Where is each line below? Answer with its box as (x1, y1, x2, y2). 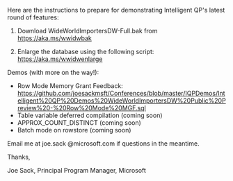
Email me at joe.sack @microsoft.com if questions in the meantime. (7, 139, 200, 148)
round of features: (7, 13, 59, 21)
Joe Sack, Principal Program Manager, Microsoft (7, 166, 146, 174)
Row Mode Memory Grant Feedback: (17, 82, 123, 89)
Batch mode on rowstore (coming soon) (17, 126, 131, 134)
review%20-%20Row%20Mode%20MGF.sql (17, 104, 146, 112)
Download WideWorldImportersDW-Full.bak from (17, 27, 158, 35)
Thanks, (7, 153, 31, 161)
